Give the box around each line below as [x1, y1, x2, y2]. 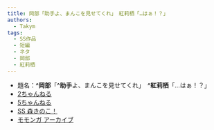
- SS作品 [13, 36, 37, 43]
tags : [7, 29, 23, 36]
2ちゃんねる [17, 89, 52, 98]
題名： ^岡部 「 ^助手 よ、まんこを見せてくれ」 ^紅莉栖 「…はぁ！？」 [17, 80, 211, 89]
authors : [7, 17, 33, 23]
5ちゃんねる [17, 98, 52, 107]
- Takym [13, 23, 36, 30]
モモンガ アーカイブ [17, 115, 74, 124]
